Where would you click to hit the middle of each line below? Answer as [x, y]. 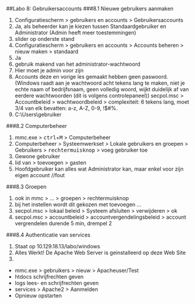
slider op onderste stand [45, 39]
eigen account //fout [40, 175]
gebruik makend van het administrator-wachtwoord [77, 64]
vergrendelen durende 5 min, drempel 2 [63, 223]
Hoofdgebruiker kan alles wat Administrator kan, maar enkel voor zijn [99, 169]
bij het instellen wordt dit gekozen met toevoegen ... [78, 204]
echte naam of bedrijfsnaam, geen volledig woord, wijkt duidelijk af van [102, 89]
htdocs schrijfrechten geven [49, 277]
